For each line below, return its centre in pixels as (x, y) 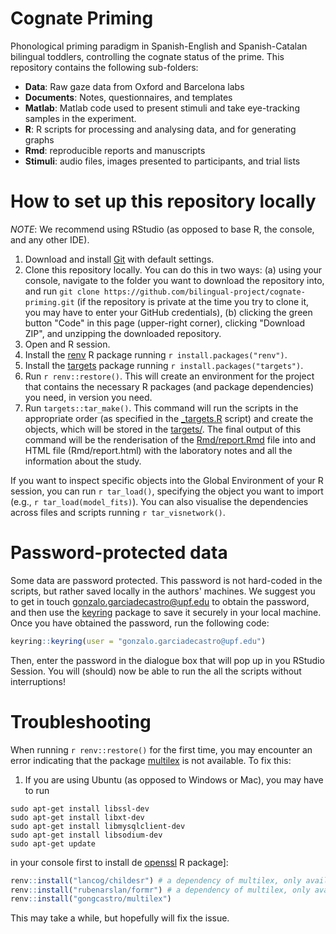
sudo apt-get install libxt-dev (77, 817)
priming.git (49, 302)
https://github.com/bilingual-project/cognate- (204, 292)
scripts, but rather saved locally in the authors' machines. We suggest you (163, 591)
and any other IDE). (50, 239)
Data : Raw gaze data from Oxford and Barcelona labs (134, 86)
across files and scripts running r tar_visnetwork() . (118, 512)
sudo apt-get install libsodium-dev (86, 835)
